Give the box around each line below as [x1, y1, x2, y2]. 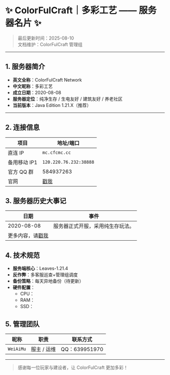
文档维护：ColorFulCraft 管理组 [17, 41, 82, 47]
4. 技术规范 [5, 251, 40, 259]
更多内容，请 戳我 [8, 232, 49, 239]
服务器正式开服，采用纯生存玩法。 [53, 222, 135, 230]
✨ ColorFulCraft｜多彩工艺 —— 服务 [5, 5, 157, 16]
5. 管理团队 [5, 320, 39, 328]
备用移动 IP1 [8, 159, 38, 166]
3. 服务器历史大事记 [5, 196, 67, 205]
